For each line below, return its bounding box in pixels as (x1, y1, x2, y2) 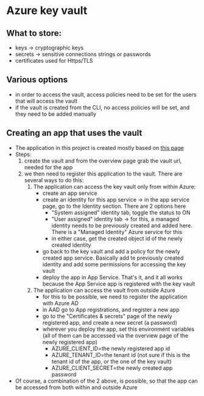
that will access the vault (15, 97, 78, 104)
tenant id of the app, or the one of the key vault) (51, 358, 172, 365)
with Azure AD (42, 299, 79, 306)
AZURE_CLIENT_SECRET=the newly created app (51, 364, 173, 372)
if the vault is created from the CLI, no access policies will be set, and (15, 104, 190, 111)
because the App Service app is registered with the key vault (42, 280, 195, 287)
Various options (6, 74, 68, 85)
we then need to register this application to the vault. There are (24, 170, 183, 177)
